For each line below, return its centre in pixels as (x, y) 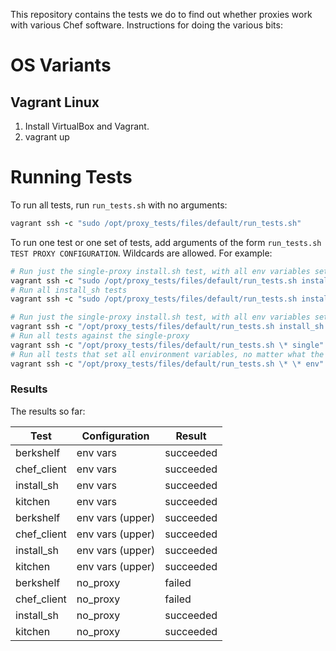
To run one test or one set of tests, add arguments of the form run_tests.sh (166, 242)
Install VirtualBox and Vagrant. (87, 126)
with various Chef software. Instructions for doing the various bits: (146, 25)
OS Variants (61, 65)
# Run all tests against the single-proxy (100, 336)
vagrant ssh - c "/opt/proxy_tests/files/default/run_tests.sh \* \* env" (167, 364)
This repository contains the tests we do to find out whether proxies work (161, 14)
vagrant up (47, 137)
